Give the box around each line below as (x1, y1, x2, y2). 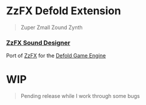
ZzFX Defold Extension (6, 4, 121, 18)
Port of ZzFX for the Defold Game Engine (6, 52, 106, 59)
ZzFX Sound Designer (6, 39, 71, 47)
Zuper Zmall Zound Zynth (20, 24, 83, 31)
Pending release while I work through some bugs (20, 93, 140, 100)
